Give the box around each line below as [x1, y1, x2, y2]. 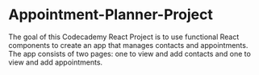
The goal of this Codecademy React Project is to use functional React [8, 32, 240, 41]
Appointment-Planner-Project [8, 6, 214, 24]
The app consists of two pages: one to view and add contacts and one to [8, 49, 252, 58]
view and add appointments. [8, 57, 103, 67]
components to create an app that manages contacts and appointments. [8, 40, 249, 49]
